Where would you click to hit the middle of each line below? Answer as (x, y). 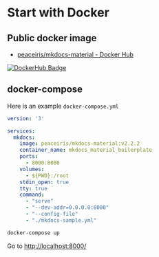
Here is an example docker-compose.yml (63, 106)
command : (32, 195)
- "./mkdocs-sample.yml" (61, 220)
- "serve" (39, 201)
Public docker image (52, 38)
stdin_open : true (44, 182)
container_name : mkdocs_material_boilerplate (86, 150)
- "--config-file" (52, 214)
